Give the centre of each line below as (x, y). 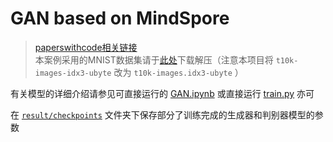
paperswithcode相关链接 (86, 47)
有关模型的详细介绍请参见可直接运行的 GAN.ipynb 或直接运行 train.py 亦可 (162, 93)
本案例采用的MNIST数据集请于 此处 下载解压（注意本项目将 (154, 59)
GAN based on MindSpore (120, 18)
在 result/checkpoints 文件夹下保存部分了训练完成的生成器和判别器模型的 (162, 114)
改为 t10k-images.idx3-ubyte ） (178, 72)
